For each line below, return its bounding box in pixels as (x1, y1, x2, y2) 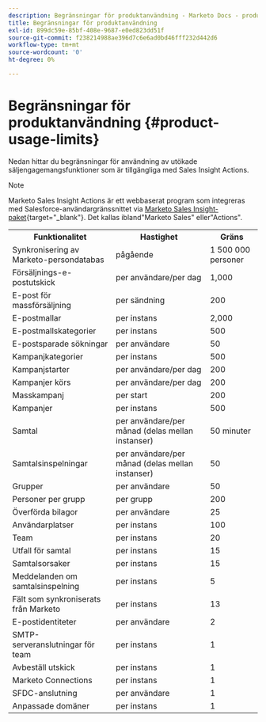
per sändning (116, 294, 165, 306)
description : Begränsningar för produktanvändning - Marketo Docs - (8, 11, 239, 20)
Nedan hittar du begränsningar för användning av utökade (8, 156, 198, 166)
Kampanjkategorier (12, 351, 83, 362)
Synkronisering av (12, 244, 80, 255)
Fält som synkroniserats (12, 593, 101, 604)
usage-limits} (8, 131, 101, 149)
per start (116, 389, 148, 401)
